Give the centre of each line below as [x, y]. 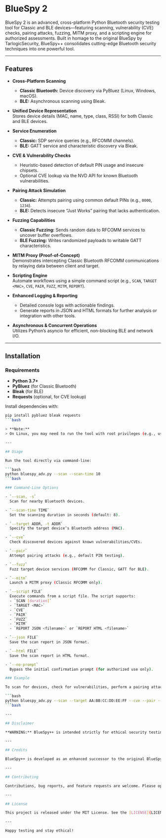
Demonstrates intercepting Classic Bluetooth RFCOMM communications [85, 260]
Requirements [22, 370]
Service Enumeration [34, 131]
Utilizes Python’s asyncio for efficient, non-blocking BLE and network [83, 330]
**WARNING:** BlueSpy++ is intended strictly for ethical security [76, 732]
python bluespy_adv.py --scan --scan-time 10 [53, 474]
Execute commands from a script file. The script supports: [73, 596]
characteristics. [36, 246]
